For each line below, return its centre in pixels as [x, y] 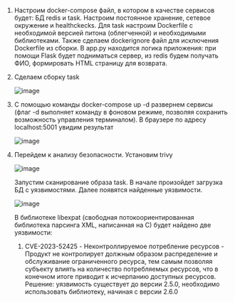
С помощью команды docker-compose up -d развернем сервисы [114, 105]
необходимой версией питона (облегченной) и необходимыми [110, 33]
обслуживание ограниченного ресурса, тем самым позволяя [119, 261]
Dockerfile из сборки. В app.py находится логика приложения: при [115, 48]
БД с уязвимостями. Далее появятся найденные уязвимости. [108, 190]
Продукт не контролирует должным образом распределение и [121, 254]
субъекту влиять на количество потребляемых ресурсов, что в [121, 269]
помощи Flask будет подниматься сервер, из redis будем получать [116, 55]
